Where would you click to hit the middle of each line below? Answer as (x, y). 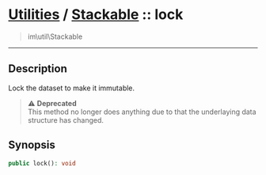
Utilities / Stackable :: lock (96, 15)
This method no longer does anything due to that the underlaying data (142, 112)
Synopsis (32, 145)
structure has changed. (66, 120)
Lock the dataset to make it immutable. (72, 88)
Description (38, 69)
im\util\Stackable (55, 36)
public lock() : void (42, 163)
